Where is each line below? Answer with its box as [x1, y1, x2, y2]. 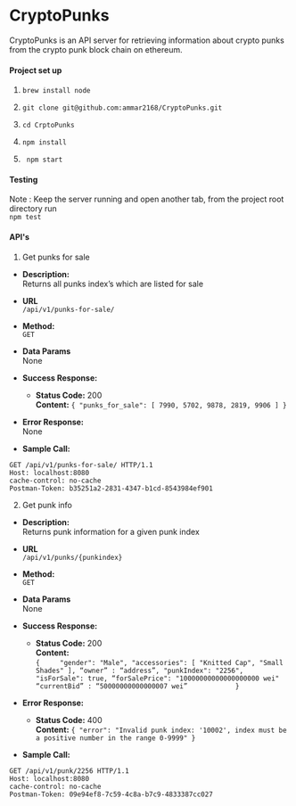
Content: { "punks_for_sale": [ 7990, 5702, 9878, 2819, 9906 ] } [35, 399, 287, 410]
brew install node [21, 86, 91, 95]
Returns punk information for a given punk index [21, 526, 201, 537]
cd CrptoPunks [21, 121, 75, 130]
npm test [9, 213, 42, 222]
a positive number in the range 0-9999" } [35, 733, 196, 743]
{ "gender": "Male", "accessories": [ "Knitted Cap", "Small [35, 658, 284, 667]
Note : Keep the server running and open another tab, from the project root [9, 193, 284, 205]
